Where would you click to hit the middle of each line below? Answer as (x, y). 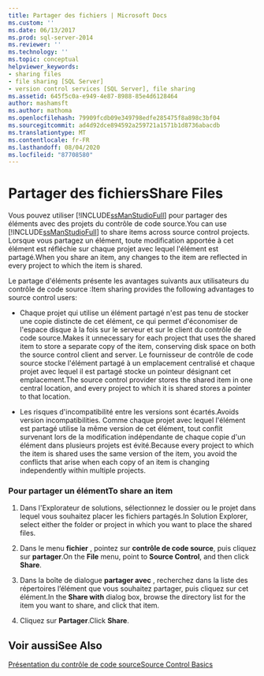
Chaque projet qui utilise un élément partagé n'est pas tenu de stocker (134, 313)
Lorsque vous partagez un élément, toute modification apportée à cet (121, 240)
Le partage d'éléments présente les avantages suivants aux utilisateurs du (129, 281)
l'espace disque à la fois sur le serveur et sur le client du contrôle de (130, 330)
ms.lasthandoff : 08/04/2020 (54, 147)
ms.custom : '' (32, 23)
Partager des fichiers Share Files (115, 193)
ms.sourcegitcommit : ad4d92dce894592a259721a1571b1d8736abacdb (114, 125)
